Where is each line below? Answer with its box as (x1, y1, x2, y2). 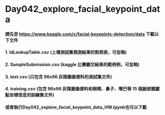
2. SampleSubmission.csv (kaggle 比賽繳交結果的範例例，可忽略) (5, 61, 140, 67)
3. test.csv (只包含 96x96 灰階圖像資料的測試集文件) (5, 74, 112, 80)
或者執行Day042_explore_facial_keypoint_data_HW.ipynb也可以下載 (5, 104, 147, 110)
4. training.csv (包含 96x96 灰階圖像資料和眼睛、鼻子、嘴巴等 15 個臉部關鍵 (5, 86, 160, 92)
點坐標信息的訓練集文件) (5, 92, 55, 98)
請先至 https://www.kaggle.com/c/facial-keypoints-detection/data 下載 (5, 31, 155, 37)
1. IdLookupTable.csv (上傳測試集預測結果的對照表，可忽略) (5, 49, 127, 55)
